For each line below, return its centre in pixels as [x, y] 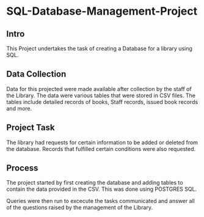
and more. [19, 108]
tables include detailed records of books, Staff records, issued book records [102, 101]
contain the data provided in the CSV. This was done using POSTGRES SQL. [102, 189]
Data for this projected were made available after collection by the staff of [99, 89]
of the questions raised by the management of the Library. [79, 208]
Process [22, 168]
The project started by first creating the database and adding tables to [95, 183]
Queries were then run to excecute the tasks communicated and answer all [101, 201]
